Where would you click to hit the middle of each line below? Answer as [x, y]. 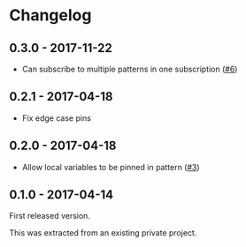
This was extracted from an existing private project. [103, 233]
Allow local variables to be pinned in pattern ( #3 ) [111, 167]
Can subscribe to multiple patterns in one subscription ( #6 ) [130, 69]
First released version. [50, 216]
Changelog [50, 15]
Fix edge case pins [56, 118]
